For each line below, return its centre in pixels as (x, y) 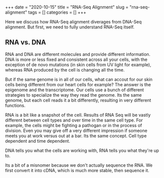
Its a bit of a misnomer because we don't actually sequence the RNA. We (79, 165)
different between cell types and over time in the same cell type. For (74, 120)
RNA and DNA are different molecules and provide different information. (78, 54)
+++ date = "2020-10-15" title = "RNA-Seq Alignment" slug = (67, 7)
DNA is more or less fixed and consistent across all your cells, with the (76, 59)
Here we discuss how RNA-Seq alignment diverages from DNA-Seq (73, 22)
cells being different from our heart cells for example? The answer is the (78, 84)
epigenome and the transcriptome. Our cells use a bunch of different (74, 90)
